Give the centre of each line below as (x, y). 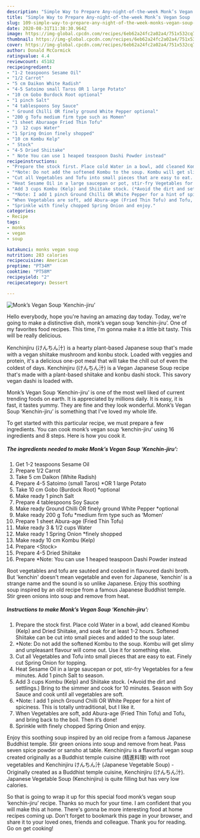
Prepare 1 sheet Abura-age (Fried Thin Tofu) (69, 521)
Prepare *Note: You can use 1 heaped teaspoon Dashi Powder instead (101, 559)
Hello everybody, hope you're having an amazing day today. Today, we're (96, 316)
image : (15, 34)
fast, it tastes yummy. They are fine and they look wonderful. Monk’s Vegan (99, 405)
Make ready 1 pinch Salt (45, 496)
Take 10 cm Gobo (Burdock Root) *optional (68, 490)
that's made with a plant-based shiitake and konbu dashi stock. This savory (99, 374)
